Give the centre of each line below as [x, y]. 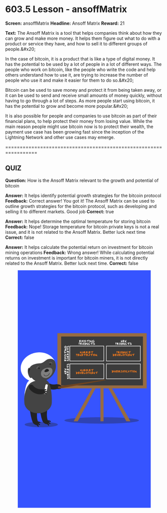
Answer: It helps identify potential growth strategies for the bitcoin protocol [83, 196]
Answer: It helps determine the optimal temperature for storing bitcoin [78, 221]
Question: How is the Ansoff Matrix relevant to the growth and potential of [82, 180]
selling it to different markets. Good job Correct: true [60, 211]
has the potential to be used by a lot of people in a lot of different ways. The [83, 64]
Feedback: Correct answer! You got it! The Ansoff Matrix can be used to [80, 201]
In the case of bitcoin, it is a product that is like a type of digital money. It [80, 58]
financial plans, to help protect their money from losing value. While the [79, 121]
